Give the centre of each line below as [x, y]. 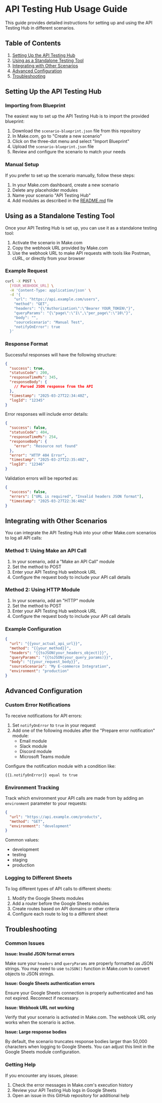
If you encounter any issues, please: [42, 1075]
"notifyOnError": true [37, 327]
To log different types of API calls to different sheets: [58, 889]
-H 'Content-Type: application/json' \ [50, 290]
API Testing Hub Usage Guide [66, 9]
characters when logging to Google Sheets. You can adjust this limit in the [80, 1047]
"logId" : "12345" [27, 400]
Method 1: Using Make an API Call [46, 551]
